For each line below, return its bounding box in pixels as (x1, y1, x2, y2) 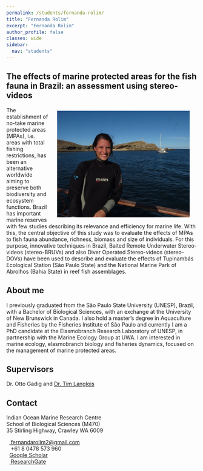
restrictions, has (6, 152, 47, 159)
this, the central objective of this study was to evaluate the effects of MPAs (6, 229, 193, 236)
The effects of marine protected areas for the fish (6, 72, 197, 82)
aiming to (6, 177, 30, 185)
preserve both (6, 184, 42, 191)
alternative (6, 164, 33, 172)
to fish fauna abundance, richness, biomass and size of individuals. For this (6, 235, 195, 243)
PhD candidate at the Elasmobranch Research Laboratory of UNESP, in (6, 327, 183, 334)
